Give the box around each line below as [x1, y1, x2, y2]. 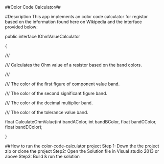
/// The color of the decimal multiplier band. [5, 100, 93, 106]
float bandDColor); [5, 124, 43, 130]
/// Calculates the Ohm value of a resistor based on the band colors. [5, 62, 142, 68]
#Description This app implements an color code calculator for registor [5, 14, 148, 19]
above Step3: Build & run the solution [5, 154, 80, 159]
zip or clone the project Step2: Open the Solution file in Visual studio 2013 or [5, 148, 159, 154]
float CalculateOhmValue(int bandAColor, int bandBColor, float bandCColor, [5, 119, 157, 124]
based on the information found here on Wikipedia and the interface [5, 19, 142, 24]
